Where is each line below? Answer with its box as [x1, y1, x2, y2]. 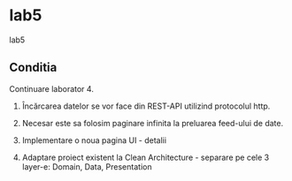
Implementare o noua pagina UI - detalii [21, 134, 166, 146]
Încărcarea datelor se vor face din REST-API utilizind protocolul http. [21, 101, 271, 111]
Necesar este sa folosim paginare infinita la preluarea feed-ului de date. [21, 117, 284, 128]
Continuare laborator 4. [9, 83, 95, 94]
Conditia [9, 60, 58, 75]
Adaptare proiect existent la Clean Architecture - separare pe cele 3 [21, 152, 270, 162]
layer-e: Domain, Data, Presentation [21, 161, 152, 172]
